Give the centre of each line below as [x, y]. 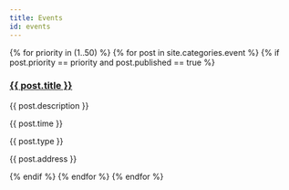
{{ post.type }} [36, 141]
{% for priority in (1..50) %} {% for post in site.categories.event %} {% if [144, 52]
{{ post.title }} [41, 86]
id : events [30, 26]
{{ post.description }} [49, 105]
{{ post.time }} [36, 123]
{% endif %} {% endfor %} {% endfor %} [87, 176]
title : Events [36, 18]
